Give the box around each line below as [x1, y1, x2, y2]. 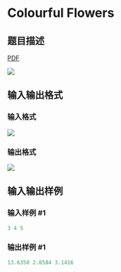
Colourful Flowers [7, 5, 115, 21]
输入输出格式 [7, 89, 63, 101]
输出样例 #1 [7, 242, 46, 252]
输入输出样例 [7, 185, 63, 197]
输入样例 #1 [7, 208, 46, 218]
